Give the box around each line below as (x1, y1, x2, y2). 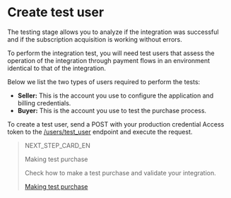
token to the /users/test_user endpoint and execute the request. (7, 127, 193, 136)
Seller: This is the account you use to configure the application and (17, 91, 214, 100)
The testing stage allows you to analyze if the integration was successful (7, 28, 219, 36)
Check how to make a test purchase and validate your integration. (24, 168, 217, 177)
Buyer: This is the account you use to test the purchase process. (17, 106, 207, 115)
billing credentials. (17, 98, 71, 107)
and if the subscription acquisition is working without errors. (7, 35, 182, 43)
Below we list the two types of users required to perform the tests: (7, 77, 201, 86)
